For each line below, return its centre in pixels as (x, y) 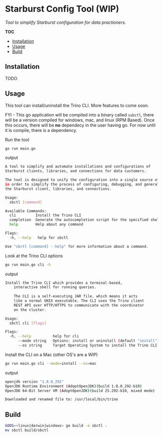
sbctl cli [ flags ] (28, 323)
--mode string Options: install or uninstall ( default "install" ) (89, 341)
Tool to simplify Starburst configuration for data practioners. (65, 22)
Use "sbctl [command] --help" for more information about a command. (77, 246)
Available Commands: (26, 211)
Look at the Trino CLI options (34, 256)
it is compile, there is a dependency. (41, 130)
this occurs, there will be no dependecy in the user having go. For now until (81, 125)
